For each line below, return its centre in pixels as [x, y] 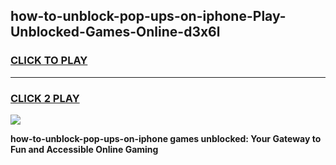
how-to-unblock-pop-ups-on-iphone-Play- [148, 16]
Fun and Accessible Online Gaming [84, 149]
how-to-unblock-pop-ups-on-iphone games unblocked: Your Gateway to [166, 138]
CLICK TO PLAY [49, 61]
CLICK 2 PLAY [45, 98]
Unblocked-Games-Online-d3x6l [115, 32]
